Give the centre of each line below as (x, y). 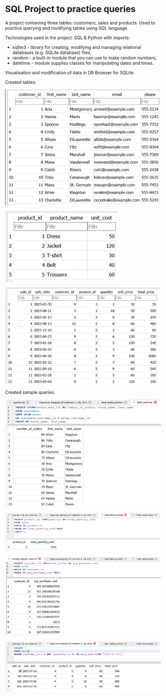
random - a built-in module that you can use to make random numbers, (84, 57)
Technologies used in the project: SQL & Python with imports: (67, 38)
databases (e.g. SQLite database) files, (52, 52)
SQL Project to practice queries (70, 9)
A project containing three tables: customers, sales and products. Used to (80, 23)
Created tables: (21, 82)
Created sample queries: (30, 392)
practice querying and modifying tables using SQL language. (67, 28)
